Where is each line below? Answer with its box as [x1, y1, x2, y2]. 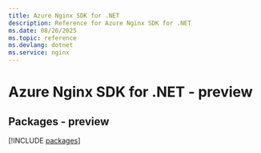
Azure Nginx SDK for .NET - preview [8, 83, 254, 101]
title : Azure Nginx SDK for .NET [8, 11, 120, 20]
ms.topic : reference [8, 33, 78, 42]
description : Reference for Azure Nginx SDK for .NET [8, 19, 192, 27]
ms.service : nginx [8, 49, 70, 57]
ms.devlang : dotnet [8, 41, 74, 49]
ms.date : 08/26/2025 [8, 26, 78, 34]
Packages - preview [8, 115, 110, 128]
